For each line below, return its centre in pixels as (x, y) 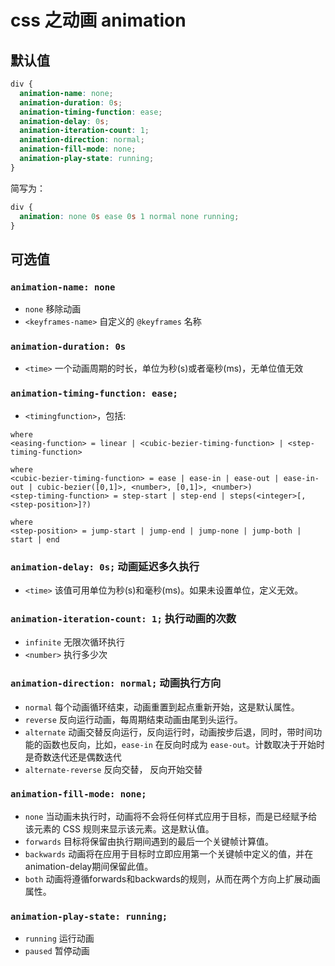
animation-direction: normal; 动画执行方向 (116, 683)
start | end (35, 539)
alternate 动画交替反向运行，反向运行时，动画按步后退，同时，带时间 (169, 732)
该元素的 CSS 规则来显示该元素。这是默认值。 (119, 828)
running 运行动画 (59, 938)
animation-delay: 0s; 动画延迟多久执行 (105, 566)
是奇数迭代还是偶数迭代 (73, 757)
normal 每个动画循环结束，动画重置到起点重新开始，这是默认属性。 (162, 707)
